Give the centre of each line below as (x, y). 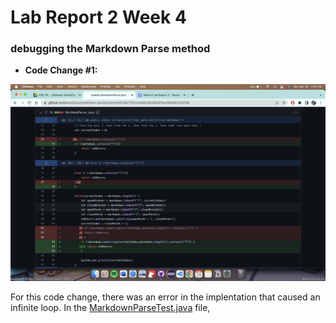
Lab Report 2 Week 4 (98, 17)
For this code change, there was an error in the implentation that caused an (165, 297)
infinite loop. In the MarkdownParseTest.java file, (110, 308)
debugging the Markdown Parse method (110, 49)
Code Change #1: (61, 70)
